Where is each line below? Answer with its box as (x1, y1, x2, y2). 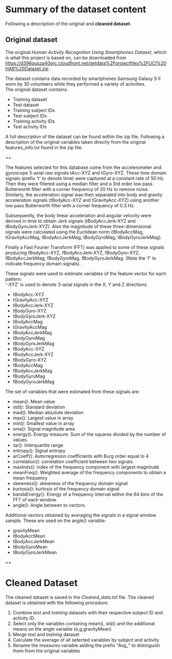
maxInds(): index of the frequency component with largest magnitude (12, 463, 160, 470)
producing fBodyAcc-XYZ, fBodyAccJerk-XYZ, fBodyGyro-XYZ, (5, 249, 140, 256)
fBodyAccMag (12, 362, 43, 368)
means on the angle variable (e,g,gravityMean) (12, 626, 112, 632)
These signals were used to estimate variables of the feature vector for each (5, 270, 166, 277)
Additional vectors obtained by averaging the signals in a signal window (5, 512, 157, 518)
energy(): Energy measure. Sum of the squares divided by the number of (12, 431, 166, 437)
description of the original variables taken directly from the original (5, 139, 146, 145)
